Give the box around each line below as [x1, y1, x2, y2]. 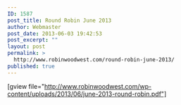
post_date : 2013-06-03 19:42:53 [7, 30, 102, 37]
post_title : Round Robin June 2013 [7, 17, 112, 24]
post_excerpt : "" [7, 37, 58, 44]
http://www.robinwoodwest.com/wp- [44, 82, 152, 90]
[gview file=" [7, 82, 45, 90]
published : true [7, 63, 55, 70]
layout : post [7, 43, 46, 50]
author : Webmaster [7, 23, 61, 30]
